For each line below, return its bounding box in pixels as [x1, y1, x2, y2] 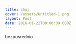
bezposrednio [5, 34, 33, 40]
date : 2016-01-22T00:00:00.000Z [5, 20, 71, 26]
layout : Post [5, 16, 32, 21]
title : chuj [5, 7, 29, 12]
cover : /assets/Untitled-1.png [5, 12, 69, 16]
